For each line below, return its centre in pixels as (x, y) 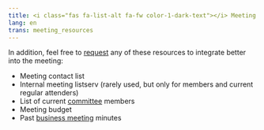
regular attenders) (49, 93)
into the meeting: (36, 61)
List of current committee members (77, 101)
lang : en (23, 23)
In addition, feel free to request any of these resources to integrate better (127, 53)
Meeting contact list (52, 76)
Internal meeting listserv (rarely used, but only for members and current (136, 84)
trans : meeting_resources (51, 30)
